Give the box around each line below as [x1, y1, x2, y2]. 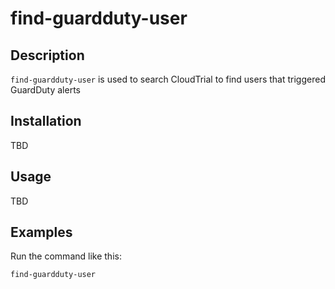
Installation [10, 113, 82, 130]
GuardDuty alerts [10, 84, 81, 96]
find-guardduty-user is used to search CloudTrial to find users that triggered [10, 73, 326, 85]
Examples [10, 224, 73, 241]
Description [10, 47, 85, 64]
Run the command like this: [10, 250, 122, 262]
